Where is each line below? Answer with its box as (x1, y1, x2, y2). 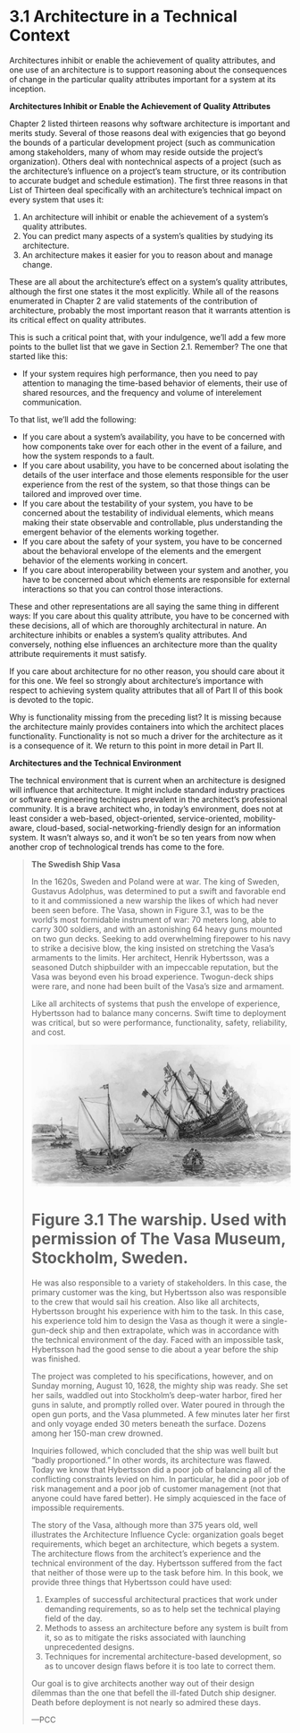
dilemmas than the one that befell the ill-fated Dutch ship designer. (30, 1687, 277, 1698)
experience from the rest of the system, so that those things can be (21, 479, 271, 490)
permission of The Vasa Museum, (30, 1228, 286, 1249)
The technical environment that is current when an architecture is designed (9, 774, 286, 785)
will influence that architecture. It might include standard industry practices (9, 784, 286, 795)
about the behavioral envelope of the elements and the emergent (21, 545, 262, 556)
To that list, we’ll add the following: (9, 414, 137, 424)
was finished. (30, 1353, 81, 1364)
